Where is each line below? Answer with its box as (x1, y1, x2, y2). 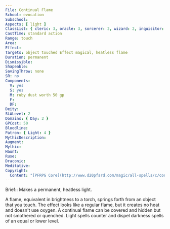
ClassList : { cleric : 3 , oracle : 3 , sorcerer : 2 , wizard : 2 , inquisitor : (5, 26, 164, 31)
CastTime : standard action (5, 31, 62, 36)
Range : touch (5, 36, 33, 41)
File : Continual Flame (5, 7, 53, 13)
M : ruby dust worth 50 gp (10, 92, 65, 97)
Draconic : (5, 158, 26, 163)
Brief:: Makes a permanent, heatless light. (5, 186, 92, 193)
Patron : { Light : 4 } (5, 130, 51, 135)
